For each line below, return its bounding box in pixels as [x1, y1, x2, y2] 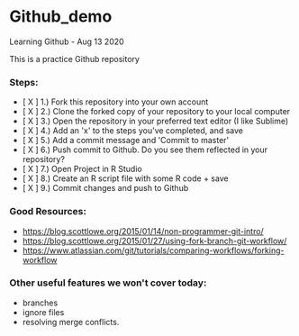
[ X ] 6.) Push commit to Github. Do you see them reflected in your [22, 144, 268, 155]
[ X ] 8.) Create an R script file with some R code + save [22, 173, 229, 184]
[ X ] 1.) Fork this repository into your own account [22, 96, 209, 107]
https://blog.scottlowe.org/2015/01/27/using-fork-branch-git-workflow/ [22, 235, 287, 246]
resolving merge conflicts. [22, 316, 120, 327]
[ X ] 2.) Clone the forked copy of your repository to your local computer [22, 106, 291, 117]
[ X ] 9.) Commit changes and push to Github [22, 183, 189, 194]
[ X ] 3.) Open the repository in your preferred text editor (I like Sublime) [22, 115, 289, 127]
